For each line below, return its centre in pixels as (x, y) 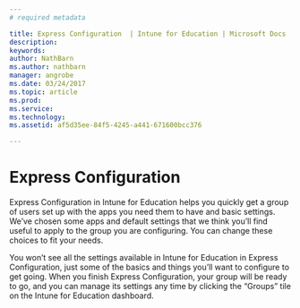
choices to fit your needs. (56, 240)
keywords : (28, 50)
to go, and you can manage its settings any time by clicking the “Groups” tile (150, 287)
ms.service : (31, 108)
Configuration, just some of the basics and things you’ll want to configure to (149, 267)
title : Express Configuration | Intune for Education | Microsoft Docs (148, 34)
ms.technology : (38, 117)
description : (34, 42)
